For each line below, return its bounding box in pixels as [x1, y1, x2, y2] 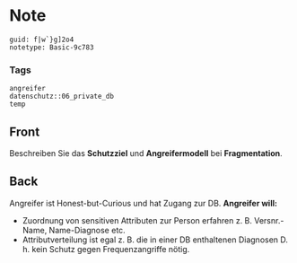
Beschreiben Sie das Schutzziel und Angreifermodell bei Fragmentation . [9, 148, 283, 159]
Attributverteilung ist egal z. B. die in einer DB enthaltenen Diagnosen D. [22, 234, 289, 245]
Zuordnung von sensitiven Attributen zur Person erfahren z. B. [22, 215, 253, 225]
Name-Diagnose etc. [48, 224, 126, 235]
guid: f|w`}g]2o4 [9, 35, 74, 44]
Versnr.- [254, 215, 284, 225]
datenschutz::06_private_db [9, 92, 115, 101]
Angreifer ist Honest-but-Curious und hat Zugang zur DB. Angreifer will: [9, 197, 278, 208]
